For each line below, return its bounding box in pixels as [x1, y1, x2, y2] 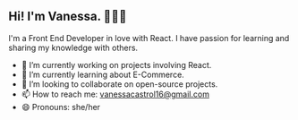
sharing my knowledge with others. [8, 42, 139, 53]
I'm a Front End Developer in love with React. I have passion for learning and [8, 32, 290, 43]
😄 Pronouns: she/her [21, 101, 100, 112]
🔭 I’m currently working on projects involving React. [21, 59, 212, 70]
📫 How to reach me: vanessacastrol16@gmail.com [21, 89, 209, 99]
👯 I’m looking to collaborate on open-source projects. [21, 78, 218, 90]
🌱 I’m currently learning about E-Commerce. [21, 69, 184, 80]
